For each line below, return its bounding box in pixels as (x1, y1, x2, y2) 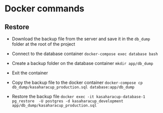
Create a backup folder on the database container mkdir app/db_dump (11, 60, 154, 66)
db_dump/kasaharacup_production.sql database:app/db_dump (11, 85, 135, 90)
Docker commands (4, 3, 84, 14)
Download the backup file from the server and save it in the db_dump (11, 36, 150, 42)
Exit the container (11, 70, 48, 76)
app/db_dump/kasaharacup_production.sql (11, 103, 97, 108)
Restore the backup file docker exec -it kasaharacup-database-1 (11, 94, 146, 99)
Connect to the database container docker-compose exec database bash (11, 51, 158, 56)
